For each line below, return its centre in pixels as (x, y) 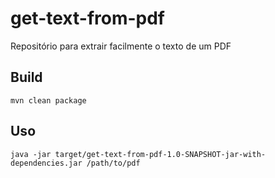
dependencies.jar (46, 163)
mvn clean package (48, 100)
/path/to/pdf (113, 163)
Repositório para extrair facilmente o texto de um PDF (121, 46)
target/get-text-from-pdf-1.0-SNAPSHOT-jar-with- (160, 154)
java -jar (31, 154)
